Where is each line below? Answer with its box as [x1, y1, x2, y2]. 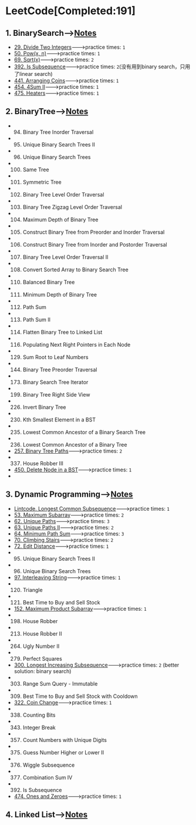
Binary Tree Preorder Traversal [22, 366, 97, 373]
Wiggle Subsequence [22, 761, 75, 769]
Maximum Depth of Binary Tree [22, 216, 99, 223]
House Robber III [22, 460, 64, 467]
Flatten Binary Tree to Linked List [22, 328, 103, 335]
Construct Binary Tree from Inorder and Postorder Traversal [22, 241, 168, 248]
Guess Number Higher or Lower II [22, 749, 104, 756]
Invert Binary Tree [22, 403, 66, 411]
